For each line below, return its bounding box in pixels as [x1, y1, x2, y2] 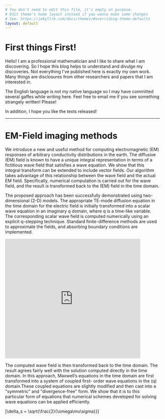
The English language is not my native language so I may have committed [5, 89, 154, 95]
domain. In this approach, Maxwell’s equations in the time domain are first [5, 373, 154, 379]
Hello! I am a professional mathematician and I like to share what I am [5, 58, 145, 64]
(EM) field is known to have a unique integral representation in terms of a [5, 157, 153, 163]
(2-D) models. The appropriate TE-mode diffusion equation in [30, 198, 156, 204]
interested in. [5, 79, 32, 85]
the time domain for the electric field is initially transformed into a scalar [5, 203, 151, 209]
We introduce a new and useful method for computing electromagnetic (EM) [5, 147, 160, 153]
